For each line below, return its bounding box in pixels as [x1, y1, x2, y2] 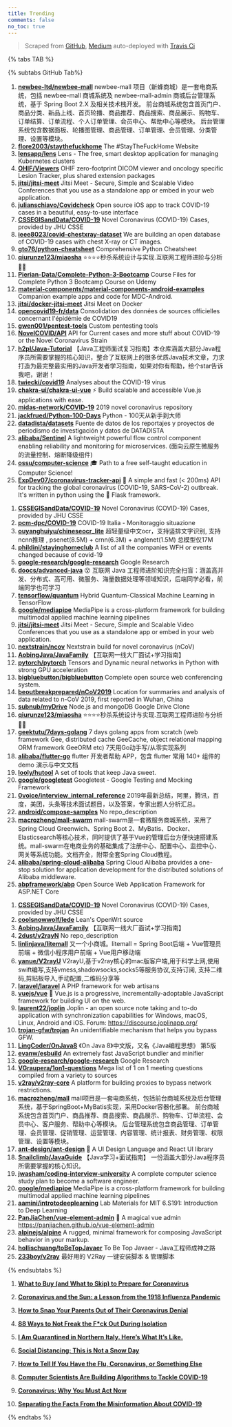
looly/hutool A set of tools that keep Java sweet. [17, 769, 157, 777]
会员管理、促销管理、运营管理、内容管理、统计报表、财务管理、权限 [30, 1129, 223, 1137]
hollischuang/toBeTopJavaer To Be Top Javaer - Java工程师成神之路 [17, 1243, 216, 1252]
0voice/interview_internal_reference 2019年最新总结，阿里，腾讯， [17, 791, 213, 800]
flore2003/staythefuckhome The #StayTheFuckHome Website [17, 142, 199, 150]
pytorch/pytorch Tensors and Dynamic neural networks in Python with [17, 658, 220, 667]
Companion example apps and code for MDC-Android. [17, 293, 173, 301]
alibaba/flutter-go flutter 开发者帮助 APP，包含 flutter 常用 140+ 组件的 [17, 752, 221, 760]
